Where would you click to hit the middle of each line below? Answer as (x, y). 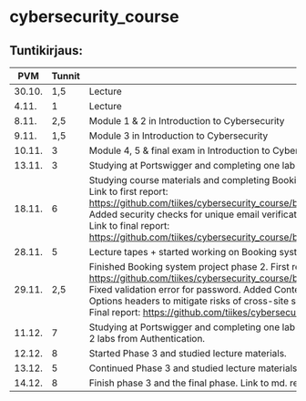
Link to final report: (129, 226)
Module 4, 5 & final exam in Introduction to (179, 150)
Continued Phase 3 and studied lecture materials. (194, 368)
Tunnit (66, 76)
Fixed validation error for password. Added (180, 289)
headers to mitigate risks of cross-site (207, 301)
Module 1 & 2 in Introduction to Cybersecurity (187, 121)
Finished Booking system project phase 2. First (189, 267)
